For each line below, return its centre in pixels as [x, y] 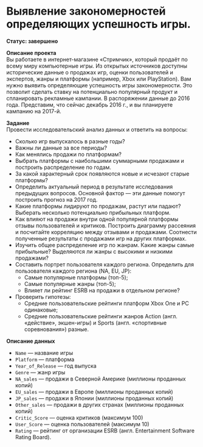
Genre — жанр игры [40, 372]
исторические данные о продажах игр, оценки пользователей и [90, 72]
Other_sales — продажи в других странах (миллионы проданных [99, 404]
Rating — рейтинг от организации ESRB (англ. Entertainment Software [105, 431]
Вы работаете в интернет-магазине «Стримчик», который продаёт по [97, 59]
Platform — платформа [45, 359]
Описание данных [31, 341]
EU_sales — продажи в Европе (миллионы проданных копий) [94, 392]
